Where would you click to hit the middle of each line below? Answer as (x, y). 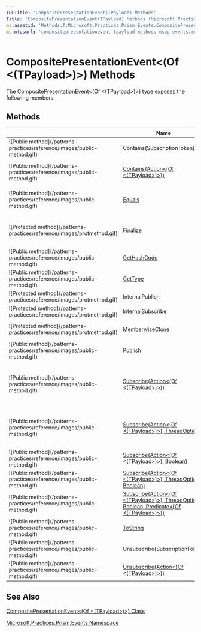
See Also (23, 597)
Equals (131, 199)
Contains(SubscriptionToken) (159, 148)
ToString (133, 528)
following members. (31, 98)
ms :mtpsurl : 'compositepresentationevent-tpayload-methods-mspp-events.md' (103, 32)
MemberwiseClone (146, 329)
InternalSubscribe (145, 311)
